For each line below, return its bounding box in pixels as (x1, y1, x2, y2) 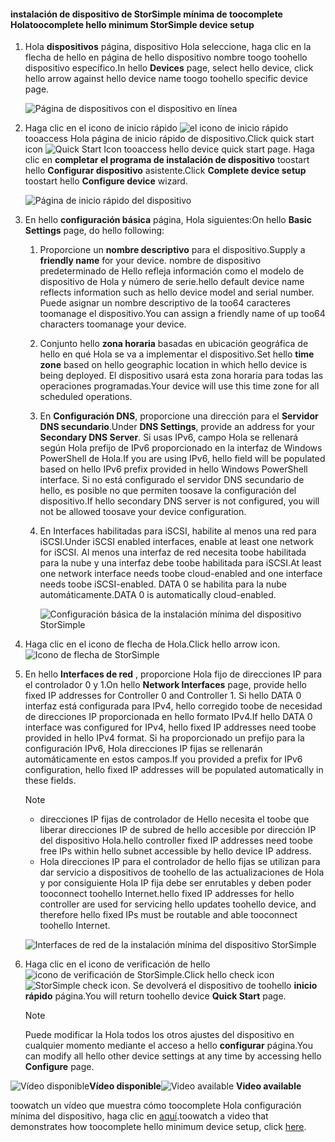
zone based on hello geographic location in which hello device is (39, 359, 308, 371)
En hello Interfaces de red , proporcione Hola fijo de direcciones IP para (24, 668, 323, 680)
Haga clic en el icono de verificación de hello (24, 958, 211, 970)
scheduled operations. (39, 391, 133, 403)
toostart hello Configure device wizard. (24, 175, 188, 187)
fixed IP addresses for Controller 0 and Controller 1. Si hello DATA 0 (24, 690, 302, 702)
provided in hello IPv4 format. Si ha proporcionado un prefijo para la (24, 732, 305, 744)
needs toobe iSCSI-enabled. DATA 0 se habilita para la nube (39, 578, 287, 590)
